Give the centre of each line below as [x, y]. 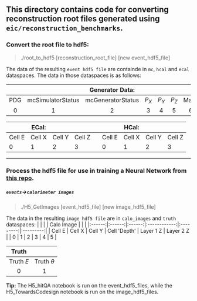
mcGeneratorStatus [112, 101]
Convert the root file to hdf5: [47, 45]
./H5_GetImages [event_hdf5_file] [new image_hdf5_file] [88, 207]
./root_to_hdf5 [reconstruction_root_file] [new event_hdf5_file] [95, 58]
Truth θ [44, 261]
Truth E [19, 261]
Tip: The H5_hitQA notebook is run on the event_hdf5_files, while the [89, 285]
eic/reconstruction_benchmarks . [64, 28]
